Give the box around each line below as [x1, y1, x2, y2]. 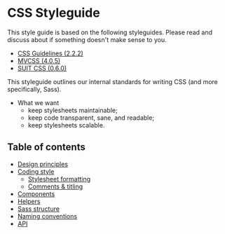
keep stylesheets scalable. [27, 121, 105, 129]
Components [17, 189, 55, 198]
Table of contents [7, 142, 86, 153]
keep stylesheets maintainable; [27, 106, 118, 114]
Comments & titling [27, 182, 83, 191]
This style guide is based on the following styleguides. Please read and [7, 28, 212, 36]
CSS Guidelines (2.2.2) [17, 49, 84, 57]
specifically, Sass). [7, 85, 62, 93]
